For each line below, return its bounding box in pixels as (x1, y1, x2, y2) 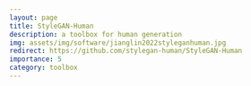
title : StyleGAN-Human (9, 21, 94, 30)
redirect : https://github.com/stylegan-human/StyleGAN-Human (9, 47, 243, 56)
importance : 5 (9, 55, 63, 64)
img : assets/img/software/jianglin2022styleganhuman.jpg (9, 38, 227, 47)
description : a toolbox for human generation (9, 30, 182, 39)
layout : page (9, 13, 58, 22)
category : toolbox (9, 64, 78, 73)
